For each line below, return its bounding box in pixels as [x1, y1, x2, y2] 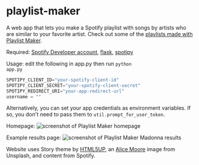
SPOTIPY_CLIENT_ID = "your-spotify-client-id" [6, 77, 119, 83]
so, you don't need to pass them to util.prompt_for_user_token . [6, 111, 165, 118]
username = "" [6, 94, 42, 100]
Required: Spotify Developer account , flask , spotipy [6, 48, 134, 55]
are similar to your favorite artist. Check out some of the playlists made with [6, 30, 193, 37]
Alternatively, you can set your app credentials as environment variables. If [6, 104, 191, 112]
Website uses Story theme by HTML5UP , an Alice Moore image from [6, 146, 176, 153]
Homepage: [6, 122, 35, 130]
